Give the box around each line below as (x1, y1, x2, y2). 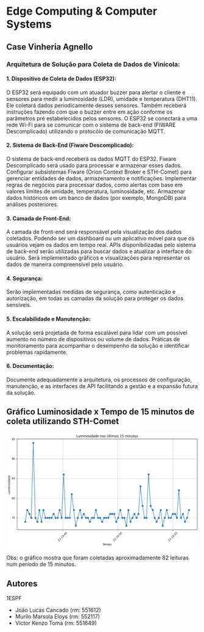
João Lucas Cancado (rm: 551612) (15, 606, 102, 614)
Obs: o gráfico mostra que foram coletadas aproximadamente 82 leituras (6, 554, 189, 562)
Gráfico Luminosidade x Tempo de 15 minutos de (6, 406, 195, 417)
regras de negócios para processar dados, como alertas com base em (6, 181, 183, 188)
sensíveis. (6, 301, 32, 309)
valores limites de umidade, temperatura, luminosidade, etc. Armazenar (6, 188, 186, 195)
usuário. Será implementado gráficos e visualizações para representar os (6, 254, 191, 262)
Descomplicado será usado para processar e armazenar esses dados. (6, 161, 183, 169)
